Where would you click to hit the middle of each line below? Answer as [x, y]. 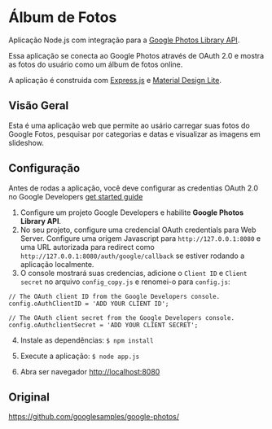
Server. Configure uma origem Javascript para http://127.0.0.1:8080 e [140, 238]
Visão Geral [39, 106]
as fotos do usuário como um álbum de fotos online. [96, 64]
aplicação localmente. [57, 264]
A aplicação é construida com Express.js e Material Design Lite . [115, 80]
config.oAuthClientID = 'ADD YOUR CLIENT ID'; [89, 304]
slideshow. [26, 142]
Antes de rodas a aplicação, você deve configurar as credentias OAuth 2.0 [134, 188]
